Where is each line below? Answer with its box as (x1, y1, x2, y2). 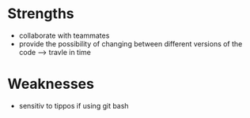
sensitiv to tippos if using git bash (18, 101, 129, 110)
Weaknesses (7, 76, 94, 93)
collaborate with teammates (18, 31, 110, 40)
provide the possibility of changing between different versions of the (18, 39, 243, 48)
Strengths (7, 5, 74, 23)
